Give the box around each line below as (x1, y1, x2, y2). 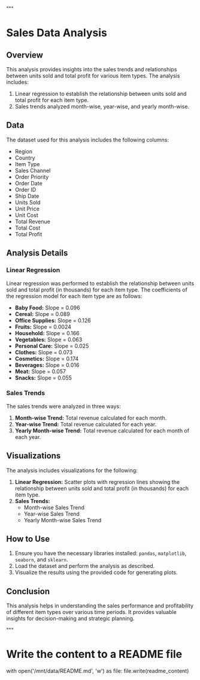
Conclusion (6, 586, 50, 596)
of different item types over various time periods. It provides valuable (6, 609, 177, 616)
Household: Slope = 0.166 (14, 329, 80, 336)
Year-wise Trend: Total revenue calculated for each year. (14, 420, 157, 428)
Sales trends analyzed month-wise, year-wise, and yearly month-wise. (14, 103, 190, 110)
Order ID (14, 186, 37, 193)
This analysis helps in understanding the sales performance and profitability (6, 602, 193, 609)
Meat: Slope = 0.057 (14, 368, 66, 375)
